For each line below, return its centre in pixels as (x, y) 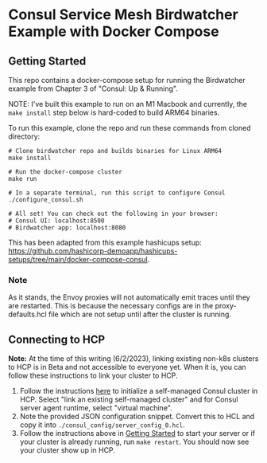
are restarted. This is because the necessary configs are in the (111, 306)
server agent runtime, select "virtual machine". (96, 408)
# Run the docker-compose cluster (66, 172)
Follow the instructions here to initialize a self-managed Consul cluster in (139, 391)
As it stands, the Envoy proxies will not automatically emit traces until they (129, 297)
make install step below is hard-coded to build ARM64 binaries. (114, 112)
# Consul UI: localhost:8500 (56, 221)
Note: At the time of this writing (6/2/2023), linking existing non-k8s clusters (133, 359)
